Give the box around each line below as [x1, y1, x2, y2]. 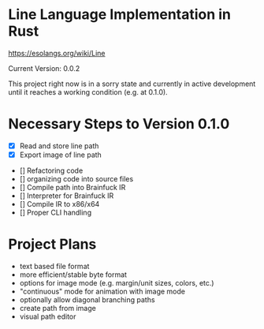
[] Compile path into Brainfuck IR [19, 183, 126, 192]
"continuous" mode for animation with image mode [19, 286, 185, 296]
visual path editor [19, 312, 76, 321]
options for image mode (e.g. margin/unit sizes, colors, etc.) [19, 278, 214, 287]
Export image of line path [19, 150, 102, 159]
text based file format [19, 261, 90, 271]
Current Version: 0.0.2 [8, 63, 80, 73]
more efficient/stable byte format [19, 270, 128, 279]
